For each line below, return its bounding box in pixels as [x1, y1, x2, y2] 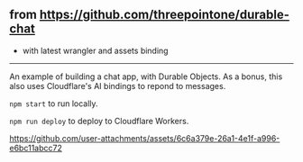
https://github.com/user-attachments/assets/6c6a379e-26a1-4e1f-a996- [9, 132, 280, 143]
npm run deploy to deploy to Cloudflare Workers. [9, 115, 189, 126]
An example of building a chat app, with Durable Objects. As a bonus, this [9, 71, 283, 82]
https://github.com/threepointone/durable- [39, 7, 290, 22]
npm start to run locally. [9, 98, 98, 109]
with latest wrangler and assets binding [22, 45, 169, 56]
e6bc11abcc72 [9, 142, 63, 153]
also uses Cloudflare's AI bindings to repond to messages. [9, 80, 226, 91]
